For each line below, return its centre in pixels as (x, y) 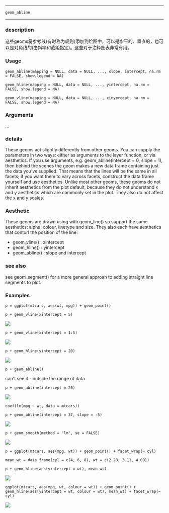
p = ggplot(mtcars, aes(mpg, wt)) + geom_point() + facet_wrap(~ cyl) (81, 451)
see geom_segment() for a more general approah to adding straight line (79, 277)
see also (16, 266)
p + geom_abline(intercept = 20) (40, 388)
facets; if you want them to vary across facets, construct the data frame (80, 177)
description (20, 30)
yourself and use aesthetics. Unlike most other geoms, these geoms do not (83, 182)
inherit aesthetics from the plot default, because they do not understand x (82, 187)
